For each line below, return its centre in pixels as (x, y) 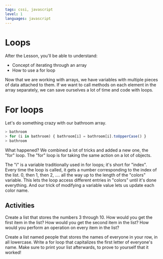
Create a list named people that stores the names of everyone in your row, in (81, 237)
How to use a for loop (34, 70)
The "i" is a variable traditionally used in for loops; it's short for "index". (76, 165)
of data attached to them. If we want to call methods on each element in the (81, 85)
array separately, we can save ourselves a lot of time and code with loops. (79, 90)
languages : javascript (28, 18)
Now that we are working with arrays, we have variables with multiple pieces (81, 80)
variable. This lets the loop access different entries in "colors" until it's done (81, 180)
